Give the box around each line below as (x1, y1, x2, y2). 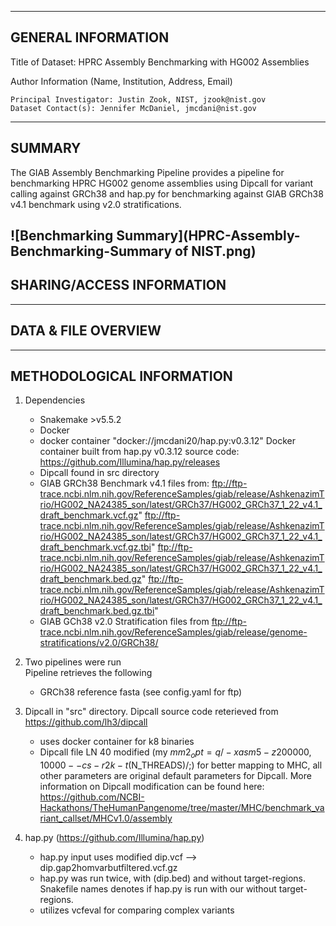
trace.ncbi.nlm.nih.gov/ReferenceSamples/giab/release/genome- (39, 626, 308, 638)
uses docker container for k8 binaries (39, 736, 195, 748)
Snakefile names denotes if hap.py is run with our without (39, 883, 277, 895)
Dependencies (24, 394, 86, 406)
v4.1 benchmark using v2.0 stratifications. (10, 198, 182, 210)
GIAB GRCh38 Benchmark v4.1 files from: (39, 477, 210, 490)
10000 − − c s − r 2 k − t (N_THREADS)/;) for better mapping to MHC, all (39, 759, 323, 771)
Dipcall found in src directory (39, 467, 160, 479)
